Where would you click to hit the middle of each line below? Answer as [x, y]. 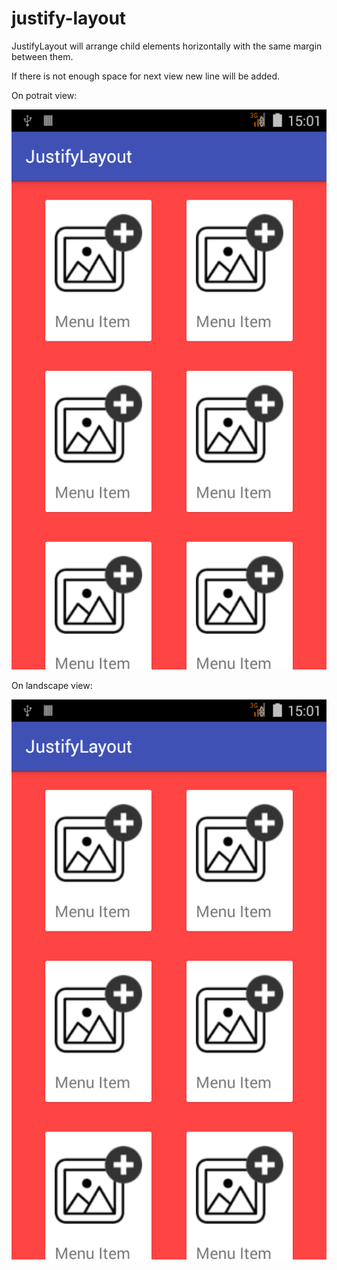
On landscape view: [52, 685]
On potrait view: [44, 95]
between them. [42, 56]
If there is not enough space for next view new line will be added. [146, 76]
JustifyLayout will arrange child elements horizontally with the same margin [167, 46]
